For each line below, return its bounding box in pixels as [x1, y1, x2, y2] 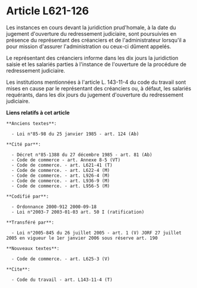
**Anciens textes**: [6, 120, 58, 126]
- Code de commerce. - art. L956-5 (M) [11, 183, 110, 189]
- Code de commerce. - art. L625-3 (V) [11, 256, 110, 262]
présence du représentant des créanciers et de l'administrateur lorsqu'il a [6, 36, 186, 43]
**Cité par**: [6, 141, 42, 147]
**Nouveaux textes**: [6, 245, 60, 251]
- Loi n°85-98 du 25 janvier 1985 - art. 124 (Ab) [11, 131, 139, 137]
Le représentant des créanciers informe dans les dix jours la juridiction [6, 54, 179, 61]
